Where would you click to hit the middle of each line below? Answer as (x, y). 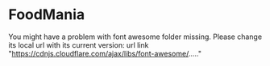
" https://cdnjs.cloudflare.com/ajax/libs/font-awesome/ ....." (105, 53)
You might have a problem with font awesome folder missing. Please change (135, 37)
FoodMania (47, 15)
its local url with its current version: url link (79, 45)
